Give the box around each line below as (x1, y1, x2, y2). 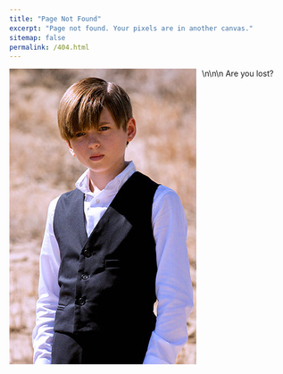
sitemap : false (9, 33, 66, 42)
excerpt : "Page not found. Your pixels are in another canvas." (9, 23, 254, 33)
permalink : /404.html (9, 43, 90, 52)
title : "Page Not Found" (9, 14, 102, 23)
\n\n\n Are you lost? (202, 68, 274, 79)
